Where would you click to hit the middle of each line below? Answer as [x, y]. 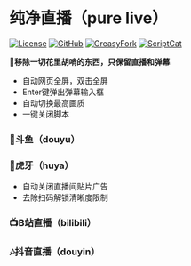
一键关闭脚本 [45, 114]
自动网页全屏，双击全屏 [65, 80]
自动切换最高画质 [53, 102]
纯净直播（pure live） [89, 18]
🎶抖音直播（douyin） [55, 252]
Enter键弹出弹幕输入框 [63, 92]
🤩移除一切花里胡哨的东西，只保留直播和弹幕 [90, 61]
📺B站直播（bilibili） [53, 223]
